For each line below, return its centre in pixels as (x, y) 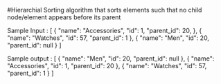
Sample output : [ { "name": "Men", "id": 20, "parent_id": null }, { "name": (111, 59)
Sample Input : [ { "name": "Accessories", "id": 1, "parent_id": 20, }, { (105, 31)
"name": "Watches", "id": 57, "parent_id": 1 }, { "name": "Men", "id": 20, (108, 38)
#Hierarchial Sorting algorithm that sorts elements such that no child (105, 10)
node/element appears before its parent (64, 17)
